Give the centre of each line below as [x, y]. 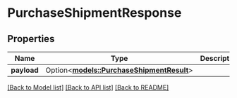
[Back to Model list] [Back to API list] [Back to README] [88, 87]
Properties [31, 39]
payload [25, 70]
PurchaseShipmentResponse [95, 13]
